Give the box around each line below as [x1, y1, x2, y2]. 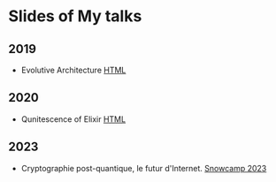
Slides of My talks [8, 6, 142, 27]
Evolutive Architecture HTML [20, 64, 126, 75]
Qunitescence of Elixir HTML [20, 113, 126, 125]
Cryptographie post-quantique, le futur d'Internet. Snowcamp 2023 [20, 163, 267, 173]
